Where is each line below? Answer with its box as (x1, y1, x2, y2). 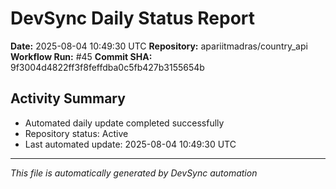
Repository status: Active (24, 127, 129, 139)
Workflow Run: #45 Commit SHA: (10, 50, 153, 62)
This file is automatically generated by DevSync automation (10, 167, 258, 179)
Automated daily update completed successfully (24, 117, 225, 129)
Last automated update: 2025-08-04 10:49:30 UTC (24, 138, 237, 150)
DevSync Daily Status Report (10, 7, 256, 30)
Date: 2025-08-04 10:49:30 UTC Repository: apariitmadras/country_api (10, 40, 308, 52)
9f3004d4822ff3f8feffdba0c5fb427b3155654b (10, 61, 205, 73)
